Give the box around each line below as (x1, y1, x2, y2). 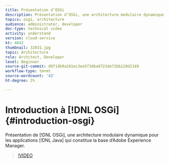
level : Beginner (5, 59, 39, 64)
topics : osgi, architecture (5, 17, 65, 22)
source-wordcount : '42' (5, 73, 56, 78)
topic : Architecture (5, 50, 49, 55)
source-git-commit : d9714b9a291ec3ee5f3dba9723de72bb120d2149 (5, 64, 139, 69)
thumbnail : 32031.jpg (5, 45, 51, 50)
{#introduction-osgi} (5, 115, 95, 127)
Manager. (5, 142, 25, 148)
